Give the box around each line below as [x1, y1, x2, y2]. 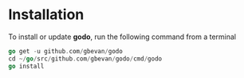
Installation [8, 6, 85, 24]
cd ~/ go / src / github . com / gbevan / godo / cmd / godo [8, 54, 162, 63]
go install [8, 62, 45, 70]
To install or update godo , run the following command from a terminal [8, 32, 237, 41]
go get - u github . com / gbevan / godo [8, 47, 124, 55]
